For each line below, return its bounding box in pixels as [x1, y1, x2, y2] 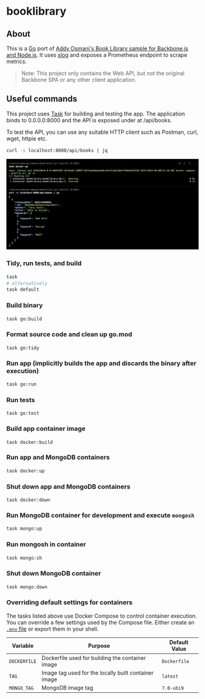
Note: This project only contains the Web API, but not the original [21, 70, 185, 77]
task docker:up [6, 467, 45, 474]
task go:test [6, 411, 40, 417]
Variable [12, 642, 34, 649]
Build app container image [6, 425, 86, 433]
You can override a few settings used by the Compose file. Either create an [6, 618, 195, 626]
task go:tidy [6, 345, 40, 351]
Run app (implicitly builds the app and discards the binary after [6, 359, 196, 367]
